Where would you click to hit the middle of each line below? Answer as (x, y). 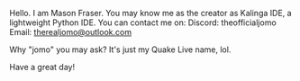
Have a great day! (42, 67)
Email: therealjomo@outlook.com (71, 32)
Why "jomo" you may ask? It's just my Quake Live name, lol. (120, 49)
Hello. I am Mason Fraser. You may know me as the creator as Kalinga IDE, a (150, 13)
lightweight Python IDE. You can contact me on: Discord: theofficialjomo (143, 22)
